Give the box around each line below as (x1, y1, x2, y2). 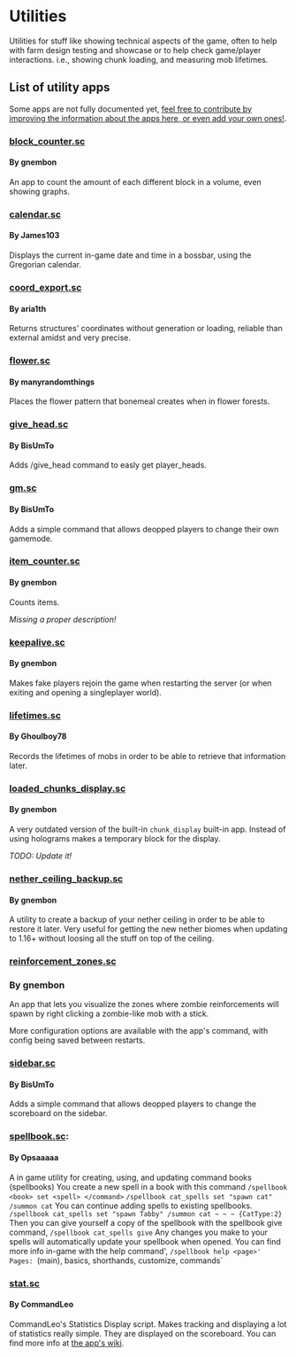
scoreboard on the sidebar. (9, 1108, 108, 1119)
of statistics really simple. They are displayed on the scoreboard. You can (9, 1328, 277, 1338)
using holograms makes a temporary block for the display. (9, 834, 221, 843)
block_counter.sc (9, 135, 86, 147)
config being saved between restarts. (9, 1035, 146, 1046)
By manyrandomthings (9, 376, 95, 387)
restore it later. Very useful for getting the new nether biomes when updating (9, 924, 288, 934)
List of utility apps (9, 80, 110, 95)
